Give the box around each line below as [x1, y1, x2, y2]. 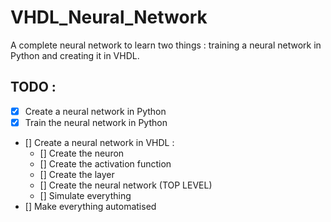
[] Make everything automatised [24, 200, 157, 212]
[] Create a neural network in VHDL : [24, 136, 175, 148]
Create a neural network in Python [24, 105, 167, 117]
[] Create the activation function [39, 157, 172, 170]
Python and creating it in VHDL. [10, 49, 140, 61]
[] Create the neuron [39, 147, 125, 159]
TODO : [10, 79, 57, 96]
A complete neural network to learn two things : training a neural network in [10, 39, 322, 51]
